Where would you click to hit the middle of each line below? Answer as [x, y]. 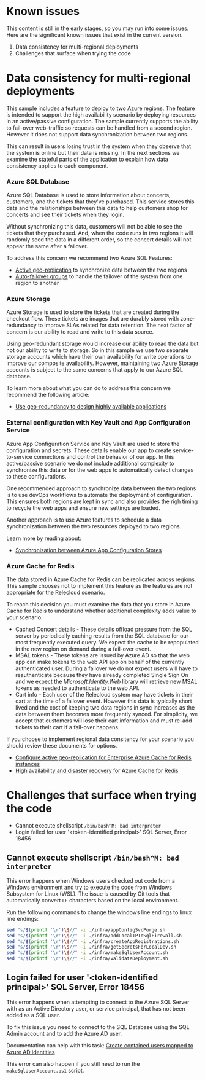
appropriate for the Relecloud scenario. [56, 593]
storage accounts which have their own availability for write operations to [99, 357]
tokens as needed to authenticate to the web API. [77, 688]
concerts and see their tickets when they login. [65, 215]
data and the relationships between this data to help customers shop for [97, 208]
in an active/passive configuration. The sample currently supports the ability [102, 121]
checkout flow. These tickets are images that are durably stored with [93, 319]
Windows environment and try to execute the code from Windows [89, 887]
